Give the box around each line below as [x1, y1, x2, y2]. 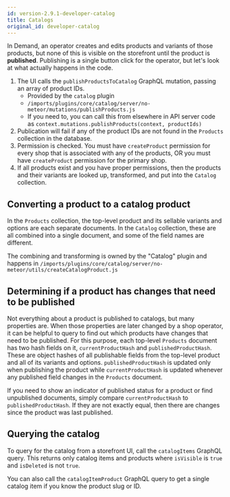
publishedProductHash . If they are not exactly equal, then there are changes [7, 401, 220, 409]
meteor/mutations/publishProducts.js [27, 106, 136, 114]
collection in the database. [16, 134, 93, 143]
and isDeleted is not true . [7, 461, 80, 469]
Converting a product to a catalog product [7, 198, 191, 210]
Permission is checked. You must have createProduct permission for [16, 142, 211, 150]
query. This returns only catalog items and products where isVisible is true [7, 454, 223, 462]
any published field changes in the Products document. [7, 373, 163, 381]
